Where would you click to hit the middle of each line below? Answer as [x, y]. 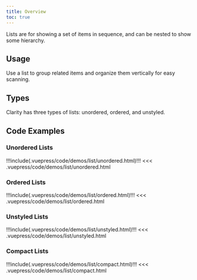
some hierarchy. [26, 40]
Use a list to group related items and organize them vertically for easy [91, 73]
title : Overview [26, 12]
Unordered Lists [29, 147]
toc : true [18, 17]
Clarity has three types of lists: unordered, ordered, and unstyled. [86, 112]
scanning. [18, 79]
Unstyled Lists [27, 217]
